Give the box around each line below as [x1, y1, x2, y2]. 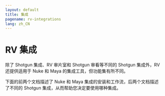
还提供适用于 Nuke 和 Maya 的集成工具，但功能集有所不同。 [5, 68, 129, 74]
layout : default [5, 7, 39, 12]
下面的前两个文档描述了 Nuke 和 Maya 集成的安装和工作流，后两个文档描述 [5, 78, 159, 85]
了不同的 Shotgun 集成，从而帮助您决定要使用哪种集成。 [5, 85, 121, 91]
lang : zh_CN [5, 21, 30, 26]
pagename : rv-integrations [5, 16, 61, 21]
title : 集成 [5, 12, 28, 17]
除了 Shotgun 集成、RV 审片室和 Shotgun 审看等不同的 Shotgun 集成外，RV [5, 62, 161, 68]
